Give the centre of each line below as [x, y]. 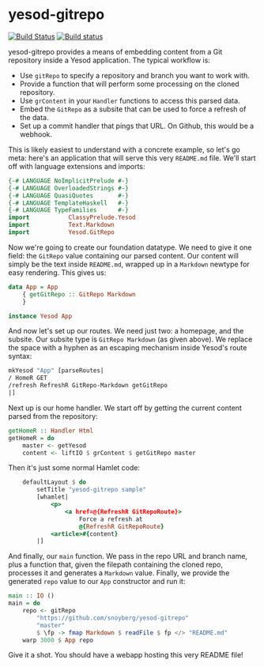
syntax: [20, 356]
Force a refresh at [111, 519]
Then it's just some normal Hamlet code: [74, 468]
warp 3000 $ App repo [58, 640]
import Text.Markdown [61, 225]
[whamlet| [53, 497]
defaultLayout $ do [55, 482]
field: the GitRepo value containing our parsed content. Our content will [123, 255]
